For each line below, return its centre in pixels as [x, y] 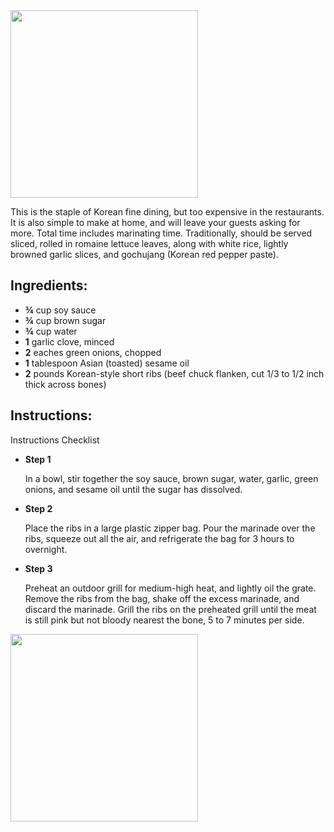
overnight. [46, 549]
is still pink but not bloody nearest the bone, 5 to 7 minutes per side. [164, 620]
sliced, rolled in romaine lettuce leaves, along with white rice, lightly [149, 243]
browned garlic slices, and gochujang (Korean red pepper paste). [144, 254]
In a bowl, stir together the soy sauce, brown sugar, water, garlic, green [171, 478]
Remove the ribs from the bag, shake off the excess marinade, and [162, 598]
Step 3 [38, 568]
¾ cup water [51, 331]
